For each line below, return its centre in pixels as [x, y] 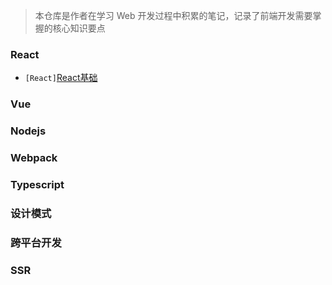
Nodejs [28, 131]
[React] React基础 [61, 78]
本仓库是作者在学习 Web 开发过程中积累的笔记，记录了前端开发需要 [173, 15]
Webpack [34, 158]
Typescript [37, 184]
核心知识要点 [79, 28]
